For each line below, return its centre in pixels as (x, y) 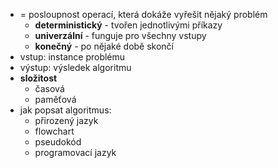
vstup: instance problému (72, 57)
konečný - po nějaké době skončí (104, 46)
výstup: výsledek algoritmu (75, 67)
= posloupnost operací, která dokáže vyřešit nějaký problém (143, 14)
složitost (38, 78)
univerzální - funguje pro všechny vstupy (120, 35)
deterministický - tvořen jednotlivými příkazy (128, 25)
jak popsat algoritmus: (65, 110)
